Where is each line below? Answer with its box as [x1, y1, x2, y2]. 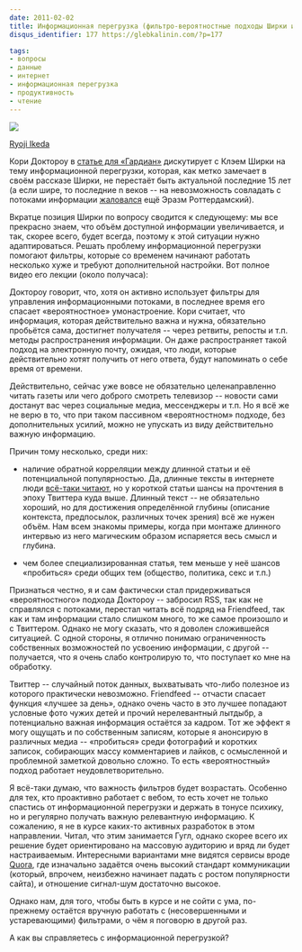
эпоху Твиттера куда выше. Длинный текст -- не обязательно [22, 492, 261, 503]
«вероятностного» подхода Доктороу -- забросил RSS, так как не [9, 594, 263, 605]
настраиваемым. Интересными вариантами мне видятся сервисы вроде [9, 849, 290, 860]
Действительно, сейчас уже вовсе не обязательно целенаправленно [9, 380, 277, 391]
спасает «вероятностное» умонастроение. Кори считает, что [9, 306, 245, 316]
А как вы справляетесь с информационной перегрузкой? [9, 932, 229, 943]
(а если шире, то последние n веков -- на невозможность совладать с [9, 184, 281, 195]
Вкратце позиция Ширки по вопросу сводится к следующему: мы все [9, 211, 279, 222]
